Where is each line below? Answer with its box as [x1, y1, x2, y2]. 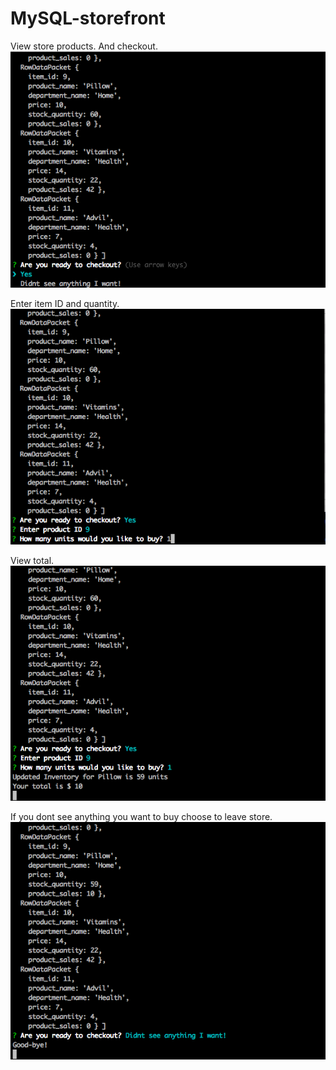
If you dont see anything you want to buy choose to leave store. [10, 811, 273, 823]
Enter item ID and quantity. [10, 298, 120, 310]
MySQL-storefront [10, 7, 166, 30]
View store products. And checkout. [10, 40, 158, 52]
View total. [10, 554, 55, 566]
